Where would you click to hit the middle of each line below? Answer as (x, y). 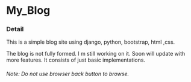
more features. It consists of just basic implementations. (76, 60)
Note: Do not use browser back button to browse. (68, 74)
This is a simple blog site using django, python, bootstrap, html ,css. (91, 42)
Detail (15, 29)
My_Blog (28, 10)
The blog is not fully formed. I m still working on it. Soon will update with (96, 54)
